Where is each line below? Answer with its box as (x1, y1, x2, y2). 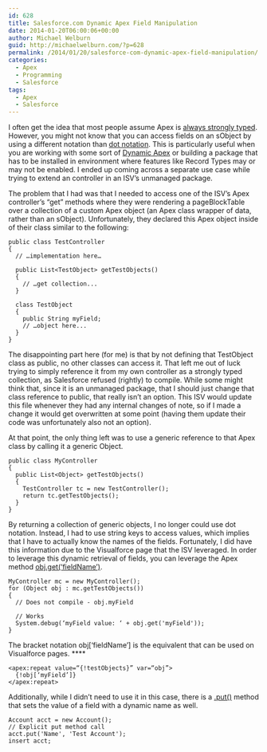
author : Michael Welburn (8, 33, 91, 42)
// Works (15, 612, 45, 620)
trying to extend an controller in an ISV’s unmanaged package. (8, 173, 213, 183)
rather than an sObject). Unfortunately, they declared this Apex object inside (8, 215, 259, 224)
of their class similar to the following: (8, 222, 129, 232)
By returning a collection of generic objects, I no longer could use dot (8, 520, 237, 530)
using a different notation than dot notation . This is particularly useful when (8, 140, 255, 149)
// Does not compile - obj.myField (15, 599, 134, 607)
